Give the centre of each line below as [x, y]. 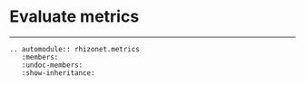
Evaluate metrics [74, 17]
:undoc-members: [52, 65]
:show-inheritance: [58, 73]
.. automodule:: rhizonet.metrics [75, 49]
